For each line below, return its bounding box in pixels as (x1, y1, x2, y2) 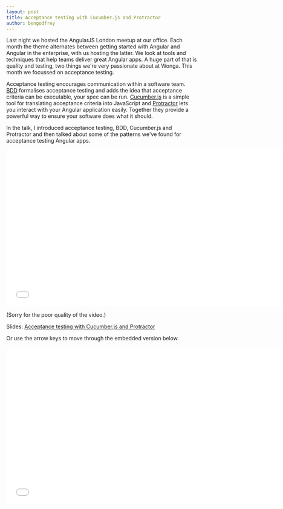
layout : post (6, 8, 39, 15)
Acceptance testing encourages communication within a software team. (6, 80, 186, 88)
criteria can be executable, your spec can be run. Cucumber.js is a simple (6, 93, 189, 100)
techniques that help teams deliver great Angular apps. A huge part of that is (6, 56, 198, 63)
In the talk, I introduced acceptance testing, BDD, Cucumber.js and (6, 125, 172, 132)
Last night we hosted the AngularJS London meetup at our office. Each (6, 37, 183, 44)
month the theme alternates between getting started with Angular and (6, 43, 180, 50)
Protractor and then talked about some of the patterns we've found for (6, 131, 181, 138)
